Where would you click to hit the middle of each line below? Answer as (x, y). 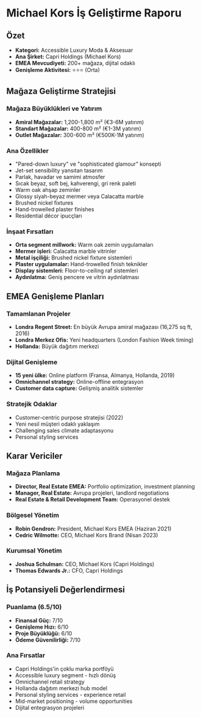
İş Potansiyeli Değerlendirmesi (65, 590)
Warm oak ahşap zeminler (48, 189)
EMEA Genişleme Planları (55, 296)
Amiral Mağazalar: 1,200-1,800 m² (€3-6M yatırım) (79, 122)
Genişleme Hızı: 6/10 (42, 627)
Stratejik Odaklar (32, 404)
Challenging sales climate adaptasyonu (64, 430)
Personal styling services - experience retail (70, 694)
